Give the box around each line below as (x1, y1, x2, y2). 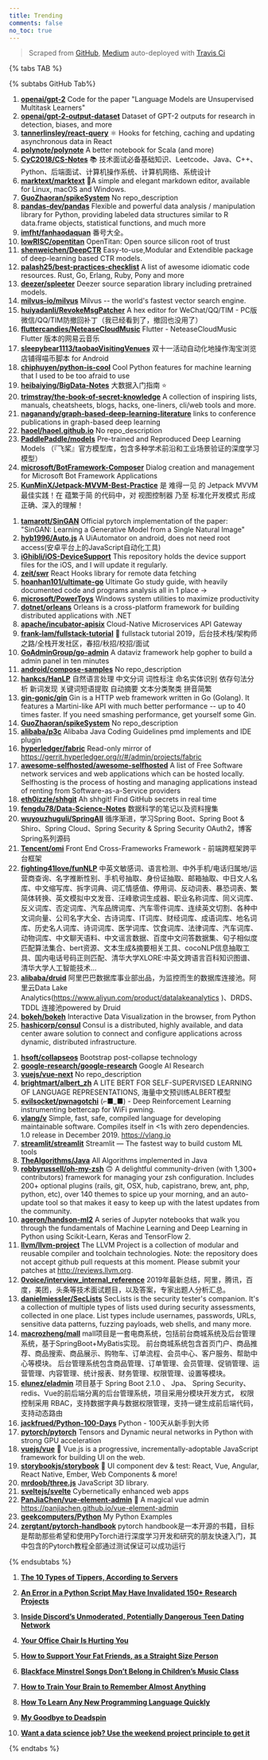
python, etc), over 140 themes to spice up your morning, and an (20, 1189, 230, 1199)
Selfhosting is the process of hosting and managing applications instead (20, 778, 258, 787)
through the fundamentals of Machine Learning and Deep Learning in (20, 1223, 248, 1233)
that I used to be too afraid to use (20, 371, 130, 380)
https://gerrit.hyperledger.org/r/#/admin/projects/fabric (20, 752, 202, 762)
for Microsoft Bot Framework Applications (20, 471, 158, 481)
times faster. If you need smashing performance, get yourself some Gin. (20, 710, 257, 720)
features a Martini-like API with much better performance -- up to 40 (20, 701, 246, 711)
